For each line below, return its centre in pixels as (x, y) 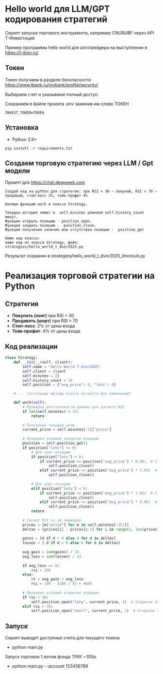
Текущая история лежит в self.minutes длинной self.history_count (75, 213)
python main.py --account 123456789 (50, 666)
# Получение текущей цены (49, 425)
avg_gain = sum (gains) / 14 (51, 552)
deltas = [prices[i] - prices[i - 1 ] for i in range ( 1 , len (82, 529)
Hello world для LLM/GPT (57, 9)
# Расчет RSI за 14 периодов (52, 520)
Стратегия (22, 304)
